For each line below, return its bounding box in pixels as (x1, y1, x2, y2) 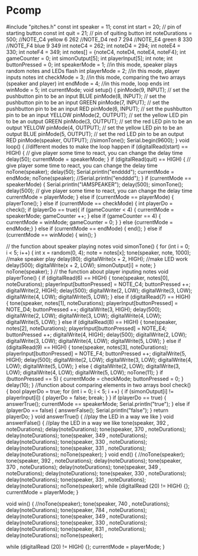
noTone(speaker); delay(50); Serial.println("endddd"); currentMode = (6, 168, 174, 175)
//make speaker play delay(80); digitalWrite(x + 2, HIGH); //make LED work (6, 255, 188, 262)
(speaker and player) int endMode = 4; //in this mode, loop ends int (6, 80, 170, 87)
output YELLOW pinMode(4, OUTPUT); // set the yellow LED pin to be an (6, 124, 183, 131)
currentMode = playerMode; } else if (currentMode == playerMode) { (6, 193, 174, 201)
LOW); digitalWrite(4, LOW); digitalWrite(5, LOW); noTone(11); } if (6, 368, 164, 376)
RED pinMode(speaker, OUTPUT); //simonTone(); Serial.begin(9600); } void (6, 136, 190, 144)
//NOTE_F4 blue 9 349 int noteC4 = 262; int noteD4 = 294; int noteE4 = (6, 42, 181, 49)
